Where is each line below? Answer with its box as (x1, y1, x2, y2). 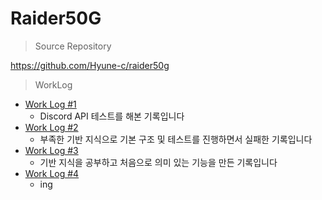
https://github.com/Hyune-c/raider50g (10, 59, 170, 71)
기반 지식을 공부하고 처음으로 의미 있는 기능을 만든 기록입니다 (39, 156, 278, 168)
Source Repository (34, 40, 112, 52)
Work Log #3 (24, 144, 79, 156)
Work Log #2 (24, 121, 79, 133)
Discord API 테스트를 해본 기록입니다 (39, 110, 185, 122)
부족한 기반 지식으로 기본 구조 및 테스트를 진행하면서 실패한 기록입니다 (39, 133, 313, 145)
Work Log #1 (24, 98, 77, 110)
